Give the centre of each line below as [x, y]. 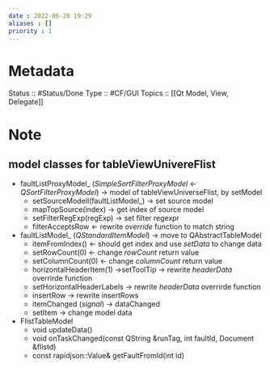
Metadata [41, 71]
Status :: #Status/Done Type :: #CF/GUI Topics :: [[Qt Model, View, [118, 93]
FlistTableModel [46, 321]
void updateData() [62, 330]
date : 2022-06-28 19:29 [50, 16]
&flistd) [44, 347]
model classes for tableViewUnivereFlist [112, 164]
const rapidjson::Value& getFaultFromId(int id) [108, 356]
